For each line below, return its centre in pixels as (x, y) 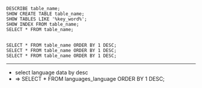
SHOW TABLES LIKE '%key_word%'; (47, 19)
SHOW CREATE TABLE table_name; (45, 14)
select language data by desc (51, 72)
